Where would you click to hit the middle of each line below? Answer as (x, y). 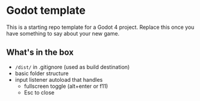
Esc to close (39, 92)
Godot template (46, 11)
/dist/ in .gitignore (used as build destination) (72, 67)
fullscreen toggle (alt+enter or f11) (66, 86)
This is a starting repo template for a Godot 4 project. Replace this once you (100, 27)
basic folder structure (42, 73)
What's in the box (40, 53)
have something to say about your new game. (63, 33)
